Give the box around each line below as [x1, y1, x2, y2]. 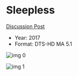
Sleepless [6, 4, 55, 17]
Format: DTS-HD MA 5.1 [14, 40, 72, 47]
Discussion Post [6, 23, 45, 30]
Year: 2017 [14, 34, 40, 41]
